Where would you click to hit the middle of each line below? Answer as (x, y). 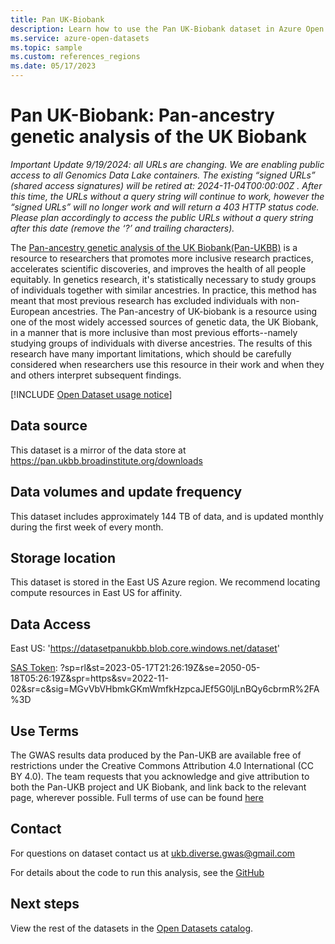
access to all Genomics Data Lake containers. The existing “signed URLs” (163, 175)
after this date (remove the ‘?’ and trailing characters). (122, 228)
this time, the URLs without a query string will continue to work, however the (167, 196)
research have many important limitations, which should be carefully (151, 353)
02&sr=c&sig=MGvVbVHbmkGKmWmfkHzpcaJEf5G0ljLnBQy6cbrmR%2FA (165, 689)
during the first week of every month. (87, 527)
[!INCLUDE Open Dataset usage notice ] (91, 394)
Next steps (45, 904)
